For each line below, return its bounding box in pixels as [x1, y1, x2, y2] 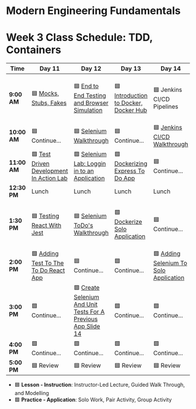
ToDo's [73, 221, 93, 229]
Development [31, 167, 68, 175]
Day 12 [80, 64, 101, 73]
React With [31, 221, 62, 229]
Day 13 [120, 64, 141, 73]
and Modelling [14, 390, 50, 397]
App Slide [73, 322, 100, 331]
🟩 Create [73, 284, 100, 292]
